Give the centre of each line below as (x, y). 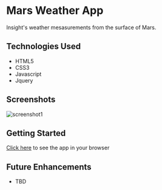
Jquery (24, 80)
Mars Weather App (55, 11)
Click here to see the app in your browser (58, 148)
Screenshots (31, 100)
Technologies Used (43, 46)
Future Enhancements (49, 167)
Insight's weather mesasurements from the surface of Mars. (81, 27)
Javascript (28, 74)
